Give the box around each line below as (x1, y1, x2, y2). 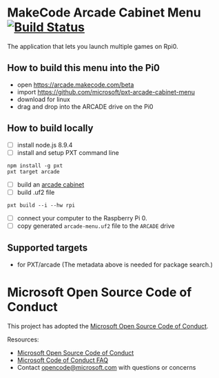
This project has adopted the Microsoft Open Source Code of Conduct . (7, 322, 209, 330)
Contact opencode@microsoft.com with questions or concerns (17, 363, 196, 371)
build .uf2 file (17, 188, 55, 196)
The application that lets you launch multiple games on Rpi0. (7, 42, 179, 50)
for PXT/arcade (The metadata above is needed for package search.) (17, 260, 213, 269)
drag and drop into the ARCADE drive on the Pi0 (17, 102, 154, 111)
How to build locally (7, 123, 94, 134)
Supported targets (7, 242, 88, 254)
